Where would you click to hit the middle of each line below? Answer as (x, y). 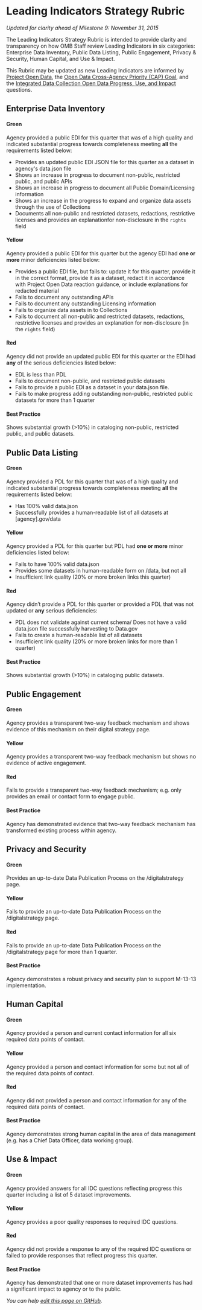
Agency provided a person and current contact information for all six (91, 1033)
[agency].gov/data (38, 519)
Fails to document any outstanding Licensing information (86, 304)
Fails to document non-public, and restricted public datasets (90, 381)
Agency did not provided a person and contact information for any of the (96, 1100)
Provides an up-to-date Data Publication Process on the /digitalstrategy (95, 878)
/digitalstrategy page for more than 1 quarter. (62, 952)
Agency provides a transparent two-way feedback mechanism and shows (98, 723)
